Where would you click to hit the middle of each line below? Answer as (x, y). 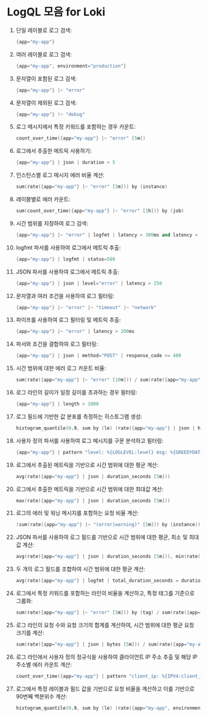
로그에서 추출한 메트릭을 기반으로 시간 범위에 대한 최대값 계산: (90, 489)
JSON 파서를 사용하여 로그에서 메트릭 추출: (67, 272)
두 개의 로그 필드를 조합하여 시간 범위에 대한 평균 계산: (80, 569)
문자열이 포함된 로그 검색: (46, 78)
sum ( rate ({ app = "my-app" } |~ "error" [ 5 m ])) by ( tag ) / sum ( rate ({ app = (108, 613)
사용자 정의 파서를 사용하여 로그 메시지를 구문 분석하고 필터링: (90, 441)
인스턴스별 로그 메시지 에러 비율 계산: (60, 175)
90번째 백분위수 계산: (41, 696)
